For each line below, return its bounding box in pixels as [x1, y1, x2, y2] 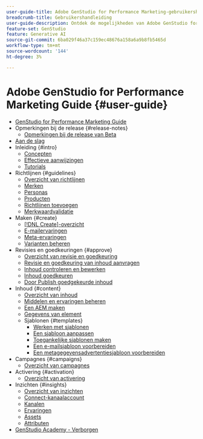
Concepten [24, 150, 53, 157]
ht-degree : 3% [6, 54, 42, 60]
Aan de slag [14, 137, 45, 144]
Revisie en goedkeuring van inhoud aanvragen [24, 259, 140, 266]
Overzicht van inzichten [24, 387, 83, 394]
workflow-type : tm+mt [6, 43, 61, 49]
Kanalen [24, 400, 45, 408]
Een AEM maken [24, 304, 65, 311]
